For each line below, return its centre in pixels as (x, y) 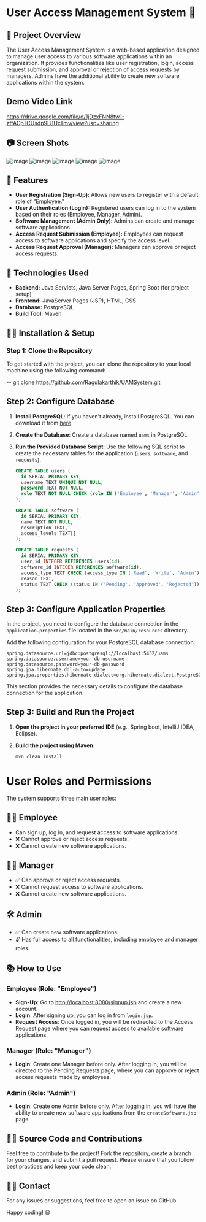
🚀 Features (27, 180)
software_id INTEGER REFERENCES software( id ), (82, 567)
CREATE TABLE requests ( (47, 550)
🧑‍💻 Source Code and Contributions (74, 1138)
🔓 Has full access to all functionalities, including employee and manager (106, 940)
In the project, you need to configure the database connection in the (93, 624)
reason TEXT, (38, 578)
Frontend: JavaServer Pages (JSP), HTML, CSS (75, 301)
